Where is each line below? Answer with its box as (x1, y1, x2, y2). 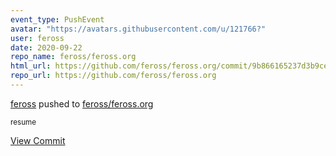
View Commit (10, 134, 66, 146)
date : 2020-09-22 (10, 42, 83, 53)
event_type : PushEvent (10, 14, 105, 25)
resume (10, 117, 37, 127)
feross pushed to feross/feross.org (10, 97, 154, 110)
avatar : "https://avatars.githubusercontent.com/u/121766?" (10, 24, 267, 34)
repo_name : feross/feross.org (10, 52, 137, 62)
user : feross (10, 33, 65, 43)
